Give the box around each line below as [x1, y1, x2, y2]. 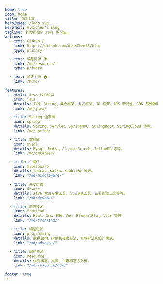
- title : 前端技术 [9, 204, 44, 209]
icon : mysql [14, 142, 38, 147]
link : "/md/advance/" [14, 240, 57, 245]
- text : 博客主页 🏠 [9, 75, 48, 79]
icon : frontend [14, 209, 45, 214]
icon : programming [14, 231, 51, 236]
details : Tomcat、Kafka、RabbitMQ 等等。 [14, 169, 95, 173]
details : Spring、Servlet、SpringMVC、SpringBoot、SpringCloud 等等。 [14, 124, 154, 129]
